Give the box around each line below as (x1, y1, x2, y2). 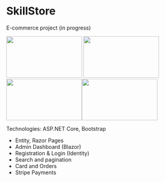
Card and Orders (15, 162, 57, 169)
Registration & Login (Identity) (15, 149, 89, 157)
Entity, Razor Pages (15, 137, 64, 144)
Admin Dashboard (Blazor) (15, 143, 82, 150)
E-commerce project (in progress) (6, 24, 91, 31)
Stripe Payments (15, 169, 56, 176)
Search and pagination (15, 155, 72, 163)
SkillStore (6, 4, 56, 18)
